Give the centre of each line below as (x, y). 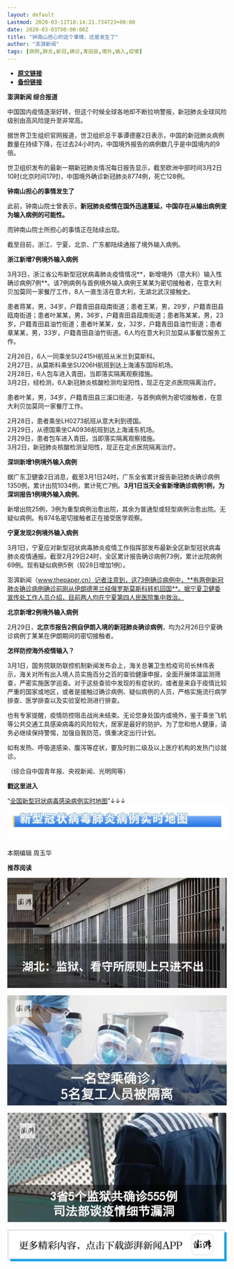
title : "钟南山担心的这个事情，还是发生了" (63, 37)
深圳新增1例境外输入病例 (42, 462)
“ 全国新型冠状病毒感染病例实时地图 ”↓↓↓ (67, 801)
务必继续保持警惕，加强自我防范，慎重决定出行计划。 (84, 733)
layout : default (31, 15)
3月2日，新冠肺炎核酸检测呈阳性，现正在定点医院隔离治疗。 (93, 447)
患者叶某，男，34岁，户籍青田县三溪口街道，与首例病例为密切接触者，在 (112, 397)
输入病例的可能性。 (40, 215)
